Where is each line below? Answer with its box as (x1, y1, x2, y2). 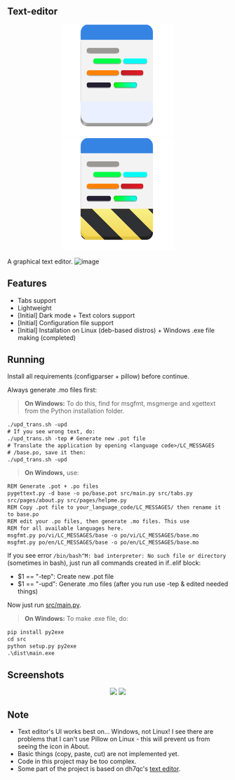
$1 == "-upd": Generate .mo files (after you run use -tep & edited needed (17, 580, 229, 588)
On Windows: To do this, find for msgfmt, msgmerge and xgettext (24, 399, 216, 408)
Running (7, 354, 46, 366)
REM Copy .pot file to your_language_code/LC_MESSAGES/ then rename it (7, 504, 221, 511)
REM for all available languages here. (7, 525, 124, 532)
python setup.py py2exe (7, 643, 77, 650)
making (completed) (17, 333, 76, 342)
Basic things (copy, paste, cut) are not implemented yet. (17, 750, 180, 758)
